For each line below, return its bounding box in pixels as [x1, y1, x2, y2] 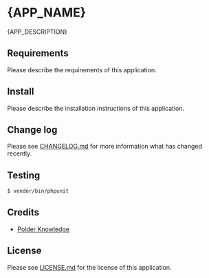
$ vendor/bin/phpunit [7, 188, 69, 195]
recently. [7, 149, 32, 158]
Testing [7, 169, 41, 181]
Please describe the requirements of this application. [7, 65, 157, 74]
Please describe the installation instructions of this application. [7, 104, 184, 112]
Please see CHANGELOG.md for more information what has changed [7, 142, 203, 151]
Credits [7, 206, 40, 218]
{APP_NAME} [7, 5, 87, 21]
